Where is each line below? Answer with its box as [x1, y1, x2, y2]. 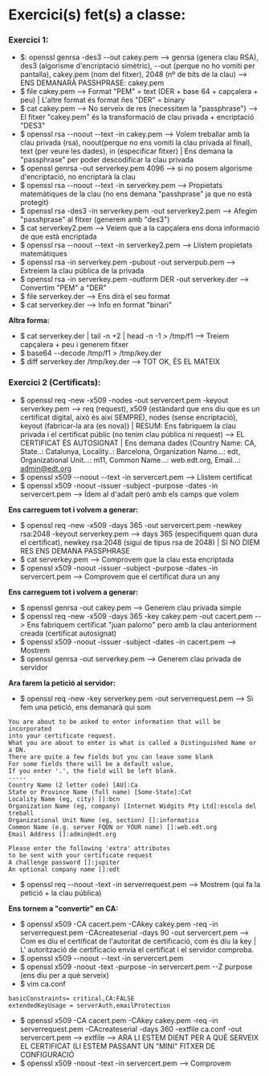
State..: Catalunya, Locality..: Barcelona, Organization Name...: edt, [19, 446, 241, 456]
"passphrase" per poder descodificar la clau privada [19, 155, 194, 165]
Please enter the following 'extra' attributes [8, 844, 171, 853]
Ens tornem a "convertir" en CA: [8, 903, 119, 913]
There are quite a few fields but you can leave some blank [8, 753, 214, 761]
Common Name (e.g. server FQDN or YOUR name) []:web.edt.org [8, 823, 218, 831]
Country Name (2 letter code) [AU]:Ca [8, 781, 138, 789]
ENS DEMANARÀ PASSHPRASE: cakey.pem [19, 78, 165, 88]
